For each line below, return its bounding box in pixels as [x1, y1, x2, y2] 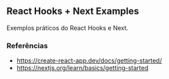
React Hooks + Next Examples [6, 5, 139, 17]
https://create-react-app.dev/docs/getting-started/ [16, 56, 162, 65]
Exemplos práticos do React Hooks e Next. [6, 23, 129, 32]
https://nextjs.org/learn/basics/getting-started [16, 64, 149, 72]
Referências [6, 41, 48, 50]
